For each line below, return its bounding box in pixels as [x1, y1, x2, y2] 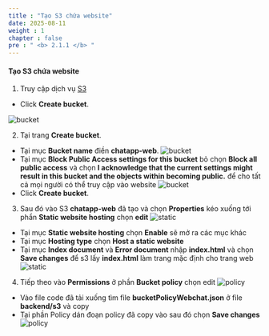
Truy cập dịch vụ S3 [19, 84, 86, 94]
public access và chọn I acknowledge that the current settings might [19, 163, 254, 173]
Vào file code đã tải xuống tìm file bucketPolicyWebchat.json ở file [19, 293, 243, 302]
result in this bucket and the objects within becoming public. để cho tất [19, 171, 262, 181]
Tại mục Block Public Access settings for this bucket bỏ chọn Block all [19, 154, 258, 164]
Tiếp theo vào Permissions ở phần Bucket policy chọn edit [19, 278, 216, 287]
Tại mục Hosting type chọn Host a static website [19, 237, 184, 246]
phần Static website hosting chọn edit [19, 213, 149, 222]
